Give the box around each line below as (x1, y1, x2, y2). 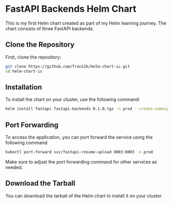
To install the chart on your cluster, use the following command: (5, 96, 140, 103)
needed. (5, 164, 23, 170)
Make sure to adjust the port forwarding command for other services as (5, 158, 157, 165)
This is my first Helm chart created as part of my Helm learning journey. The (5, 20, 167, 26)
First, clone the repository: (5, 54, 62, 60)
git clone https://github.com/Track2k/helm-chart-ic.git (5, 64, 130, 69)
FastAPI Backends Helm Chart (5, 3, 136, 15)
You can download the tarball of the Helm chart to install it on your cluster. (5, 193, 163, 199)
